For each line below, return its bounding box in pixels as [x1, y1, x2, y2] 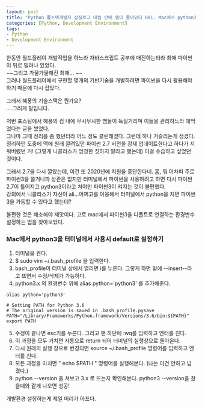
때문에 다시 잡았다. [17, 84, 61, 91]
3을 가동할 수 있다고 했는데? [6, 198, 72, 205]
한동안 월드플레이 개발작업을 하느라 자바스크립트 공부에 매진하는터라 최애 [6, 54, 177, 61]
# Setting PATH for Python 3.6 [6, 303, 85, 309]
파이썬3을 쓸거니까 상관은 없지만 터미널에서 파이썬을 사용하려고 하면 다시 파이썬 [6, 175, 192, 183]
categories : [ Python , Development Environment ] [6, 20, 128, 26]
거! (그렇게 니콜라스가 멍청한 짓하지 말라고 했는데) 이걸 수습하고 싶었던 [26, 148, 191, 154]
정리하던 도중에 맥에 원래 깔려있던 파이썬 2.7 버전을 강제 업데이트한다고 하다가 [6, 140, 189, 147]
